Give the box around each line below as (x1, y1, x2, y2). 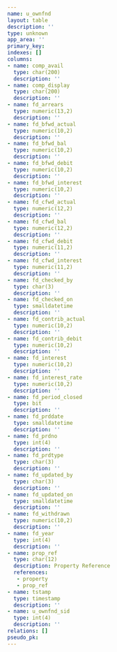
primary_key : (7, 43, 45, 50)
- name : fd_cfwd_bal (7, 218, 68, 225)
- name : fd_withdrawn (7, 511, 70, 518)
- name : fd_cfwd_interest (7, 257, 82, 264)
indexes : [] (7, 50, 42, 57)
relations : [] (7, 628, 49, 635)
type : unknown (7, 29, 49, 37)
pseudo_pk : (7, 634, 39, 641)
